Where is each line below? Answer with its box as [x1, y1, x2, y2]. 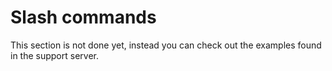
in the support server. [10, 49, 99, 61]
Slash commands [10, 6, 157, 29]
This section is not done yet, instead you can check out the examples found [10, 39, 322, 51]
